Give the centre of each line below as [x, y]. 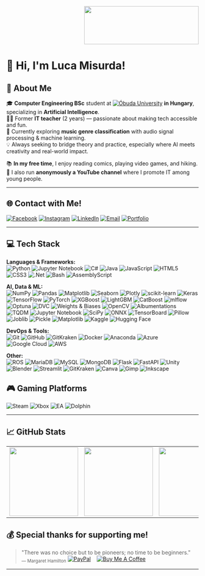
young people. [24, 179]
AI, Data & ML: [25, 286]
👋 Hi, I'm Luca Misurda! [66, 66]
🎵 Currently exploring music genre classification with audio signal [90, 131]
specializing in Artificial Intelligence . [53, 112]
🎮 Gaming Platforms [47, 388]
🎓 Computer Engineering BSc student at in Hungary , [100, 103]
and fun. [17, 125]
